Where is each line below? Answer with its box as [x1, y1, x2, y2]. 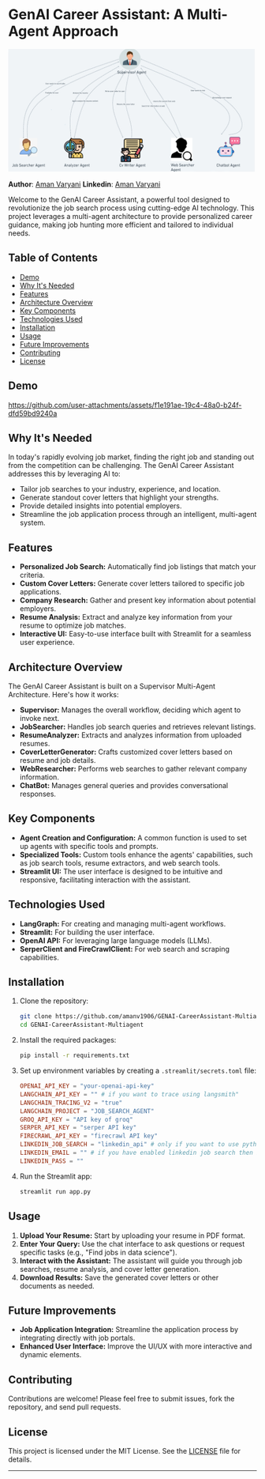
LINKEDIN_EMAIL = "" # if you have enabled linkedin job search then [19, 1149, 254, 1157]
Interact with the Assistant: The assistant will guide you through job [19, 1255, 243, 1266]
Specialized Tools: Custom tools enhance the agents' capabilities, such [19, 850, 254, 859]
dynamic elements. [19, 1350, 82, 1360]
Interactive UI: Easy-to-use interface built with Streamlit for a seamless [19, 629, 252, 639]
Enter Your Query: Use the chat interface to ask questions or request [19, 1239, 245, 1248]
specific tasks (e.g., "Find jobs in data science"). [19, 1247, 177, 1257]
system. [19, 518, 46, 527]
